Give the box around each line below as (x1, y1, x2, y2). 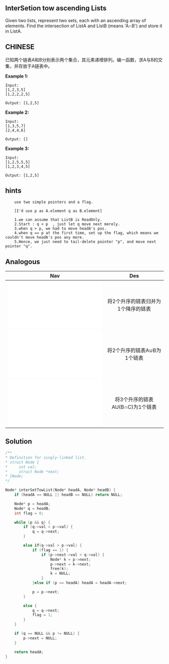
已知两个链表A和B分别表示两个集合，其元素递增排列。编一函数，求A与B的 (5, 56, 158, 62)
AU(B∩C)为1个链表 (111, 404, 157, 411)
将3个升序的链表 (115, 396, 154, 403)
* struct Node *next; (5, 469, 59, 474)
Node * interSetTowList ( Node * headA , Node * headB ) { (5, 488, 116, 493)
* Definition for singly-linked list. (5, 455, 87, 460)
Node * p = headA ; (14, 501, 51, 506)
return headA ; (14, 649, 44, 654)
